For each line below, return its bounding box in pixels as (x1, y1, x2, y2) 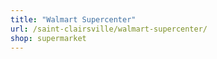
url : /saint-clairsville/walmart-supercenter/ (10, 24, 208, 34)
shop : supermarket (10, 33, 87, 43)
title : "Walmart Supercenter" (10, 14, 137, 25)
